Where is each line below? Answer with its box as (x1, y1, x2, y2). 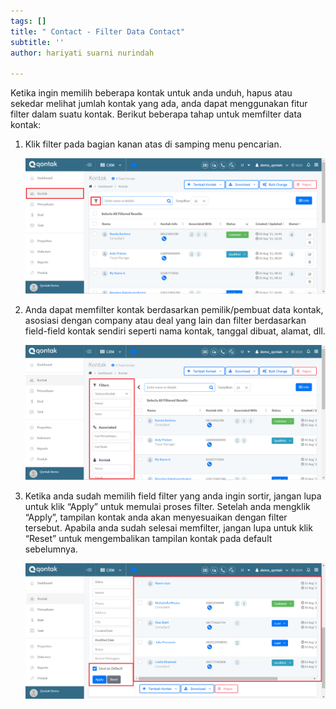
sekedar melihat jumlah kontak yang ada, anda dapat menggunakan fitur (10, 98, 308, 110)
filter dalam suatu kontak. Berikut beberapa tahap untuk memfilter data (10, 108, 302, 120)
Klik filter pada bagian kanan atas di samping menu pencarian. (24, 138, 282, 150)
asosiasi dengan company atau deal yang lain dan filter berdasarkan (24, 314, 307, 326)
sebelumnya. (24, 543, 78, 555)
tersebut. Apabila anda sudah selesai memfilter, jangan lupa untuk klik (24, 522, 313, 534)
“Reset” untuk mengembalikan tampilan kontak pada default (24, 533, 273, 545)
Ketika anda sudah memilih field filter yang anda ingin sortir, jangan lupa (24, 490, 322, 502)
